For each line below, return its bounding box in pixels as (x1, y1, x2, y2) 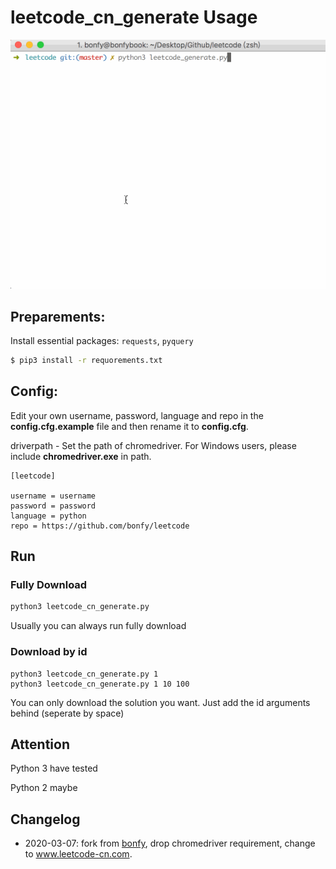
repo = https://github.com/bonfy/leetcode (10, 521, 190, 531)
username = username (10, 491, 97, 501)
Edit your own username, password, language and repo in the (10, 409, 264, 421)
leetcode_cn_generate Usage (10, 6, 258, 29)
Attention (10, 736, 70, 753)
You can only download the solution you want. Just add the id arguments (10, 696, 311, 708)
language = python (10, 511, 87, 521)
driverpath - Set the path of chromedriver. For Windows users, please (10, 439, 297, 451)
